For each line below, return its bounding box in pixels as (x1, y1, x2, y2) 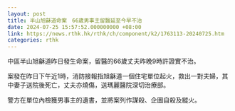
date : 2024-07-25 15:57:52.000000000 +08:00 (7, 23, 142, 30)
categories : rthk (7, 37, 59, 44)
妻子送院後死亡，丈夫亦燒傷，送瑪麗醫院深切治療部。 (13, 81, 169, 89)
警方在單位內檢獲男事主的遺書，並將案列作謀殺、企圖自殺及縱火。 (7, 96, 201, 105)
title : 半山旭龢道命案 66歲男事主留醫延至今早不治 (7, 17, 142, 24)
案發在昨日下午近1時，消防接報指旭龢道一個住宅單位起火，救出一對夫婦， (7, 72, 222, 81)
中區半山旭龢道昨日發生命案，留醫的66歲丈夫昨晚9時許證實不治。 (7, 57, 201, 66)
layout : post (7, 10, 46, 18)
